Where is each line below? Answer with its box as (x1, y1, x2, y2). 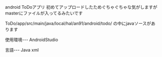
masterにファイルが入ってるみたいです (5, 10, 83, 16)
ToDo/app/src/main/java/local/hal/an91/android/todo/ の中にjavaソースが (5, 21, 151, 26)
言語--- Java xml (5, 47, 39, 53)
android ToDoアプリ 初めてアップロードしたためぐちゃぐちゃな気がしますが (5, 4, 158, 10)
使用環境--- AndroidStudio (5, 37, 59, 43)
